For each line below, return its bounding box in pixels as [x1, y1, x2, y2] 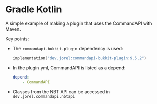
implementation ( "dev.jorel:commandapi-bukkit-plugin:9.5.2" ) [12, 55, 147, 61]
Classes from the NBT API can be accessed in [12, 88, 110, 95]
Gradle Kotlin [5, 4, 62, 15]
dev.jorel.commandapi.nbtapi [12, 94, 75, 99]
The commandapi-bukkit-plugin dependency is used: [12, 45, 123, 51]
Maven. [5, 25, 22, 32]
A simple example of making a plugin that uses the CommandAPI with [5, 20, 152, 27]
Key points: [5, 36, 29, 42]
